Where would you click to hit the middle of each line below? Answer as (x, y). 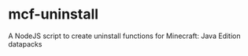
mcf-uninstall (54, 14)
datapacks (25, 44)
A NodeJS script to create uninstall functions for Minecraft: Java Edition (124, 36)
